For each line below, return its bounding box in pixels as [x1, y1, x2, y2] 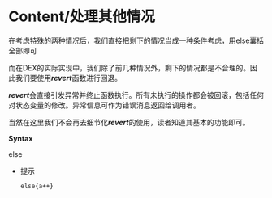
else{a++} [19, 182, 54, 190]
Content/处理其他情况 [8, 7, 156, 26]
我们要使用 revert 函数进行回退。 [15, 73, 122, 82]
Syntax [8, 133, 33, 143]
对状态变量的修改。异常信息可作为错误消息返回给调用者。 [8, 100, 201, 110]
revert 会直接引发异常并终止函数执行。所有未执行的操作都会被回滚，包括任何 [8, 90, 264, 99]
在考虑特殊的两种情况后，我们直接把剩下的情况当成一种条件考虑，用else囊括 [8, 36, 265, 45]
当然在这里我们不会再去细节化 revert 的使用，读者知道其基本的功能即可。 [8, 117, 250, 127]
